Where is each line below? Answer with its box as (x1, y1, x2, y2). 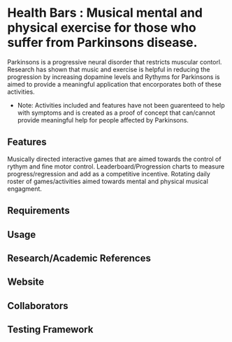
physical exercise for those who (7, 20, 197, 36)
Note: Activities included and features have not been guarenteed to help (17, 101, 225, 109)
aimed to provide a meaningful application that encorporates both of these (7, 80, 222, 88)
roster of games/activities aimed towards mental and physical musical (7, 177, 208, 185)
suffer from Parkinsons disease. (7, 35, 198, 50)
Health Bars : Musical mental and (7, 5, 203, 21)
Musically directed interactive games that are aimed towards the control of (7, 155, 222, 163)
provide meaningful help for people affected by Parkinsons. (17, 115, 189, 124)
